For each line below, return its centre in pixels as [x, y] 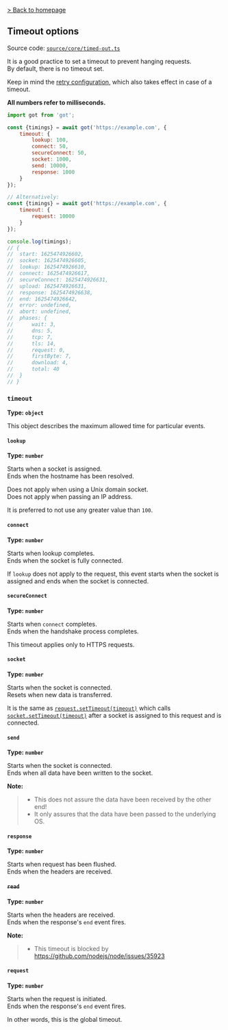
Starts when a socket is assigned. [54, 469]
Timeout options [43, 31]
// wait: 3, [32, 325]
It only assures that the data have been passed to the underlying [125, 814]
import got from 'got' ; [41, 115]
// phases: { [27, 318]
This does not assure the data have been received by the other [123, 799]
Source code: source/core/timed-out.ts [64, 48]
